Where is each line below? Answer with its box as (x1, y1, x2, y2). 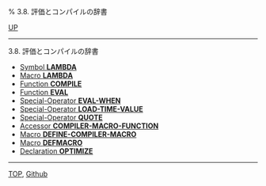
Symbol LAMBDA (19, 63, 77, 71)
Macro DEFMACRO (19, 138, 83, 147)
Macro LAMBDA (19, 70, 74, 80)
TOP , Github (8, 169, 48, 178)
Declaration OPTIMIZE (19, 146, 93, 156)
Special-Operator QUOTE (19, 113, 103, 122)
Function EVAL (19, 88, 69, 97)
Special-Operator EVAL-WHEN (19, 96, 121, 105)
